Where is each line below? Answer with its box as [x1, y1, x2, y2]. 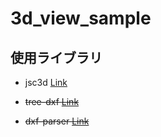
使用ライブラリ [10, 49, 103, 66]
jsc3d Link [24, 77, 68, 88]
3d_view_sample [10, 7, 152, 30]
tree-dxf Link [24, 96, 80, 107]
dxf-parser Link [24, 115, 90, 127]
